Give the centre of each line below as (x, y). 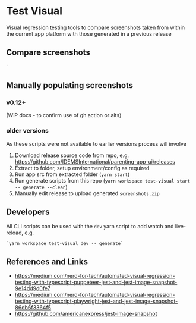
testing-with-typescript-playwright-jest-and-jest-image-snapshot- (96, 301)
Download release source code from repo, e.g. (72, 155)
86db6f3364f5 (33, 308)
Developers (28, 212)
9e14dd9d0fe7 (32, 288)
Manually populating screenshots (70, 85)
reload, (15, 233)
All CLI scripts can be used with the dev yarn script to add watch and (90, 226)
